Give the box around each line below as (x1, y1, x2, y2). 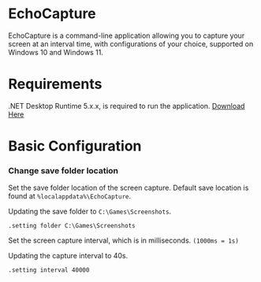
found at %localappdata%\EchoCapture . (8, 191, 132, 201)
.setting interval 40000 (8, 266, 90, 274)
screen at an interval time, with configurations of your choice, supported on (8, 39, 254, 48)
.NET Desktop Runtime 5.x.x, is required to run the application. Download (8, 101, 245, 110)
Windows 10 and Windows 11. (8, 47, 104, 57)
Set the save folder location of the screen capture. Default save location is (8, 183, 249, 193)
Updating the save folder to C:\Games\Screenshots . (8, 206, 172, 217)
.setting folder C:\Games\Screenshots (8, 222, 136, 230)
